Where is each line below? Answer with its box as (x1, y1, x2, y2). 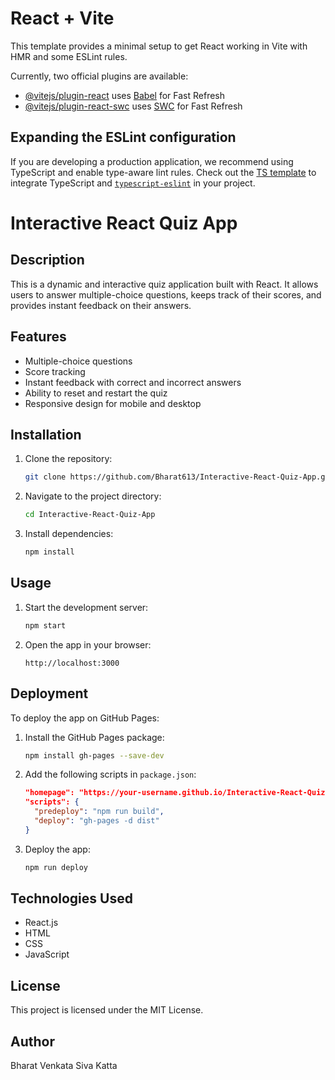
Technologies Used (10, 890, 133, 907)
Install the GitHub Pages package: (24, 731, 165, 743)
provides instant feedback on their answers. (10, 299, 192, 311)
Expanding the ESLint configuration (10, 129, 237, 146)
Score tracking (24, 365, 86, 377)
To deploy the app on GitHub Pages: (10, 712, 160, 724)
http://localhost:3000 (24, 658, 120, 668)
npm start (24, 620, 67, 631)
